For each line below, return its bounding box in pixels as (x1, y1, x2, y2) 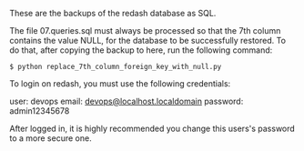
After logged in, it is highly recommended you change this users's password (9, 123, 296, 134)
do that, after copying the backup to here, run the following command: (9, 45, 273, 55)
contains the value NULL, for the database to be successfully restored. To (9, 35, 287, 45)
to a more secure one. (9, 133, 93, 144)
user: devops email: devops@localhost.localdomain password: (9, 96, 244, 106)
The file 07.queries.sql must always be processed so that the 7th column (9, 25, 281, 35)
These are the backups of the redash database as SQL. (9, 8, 217, 18)
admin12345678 (9, 106, 70, 116)
